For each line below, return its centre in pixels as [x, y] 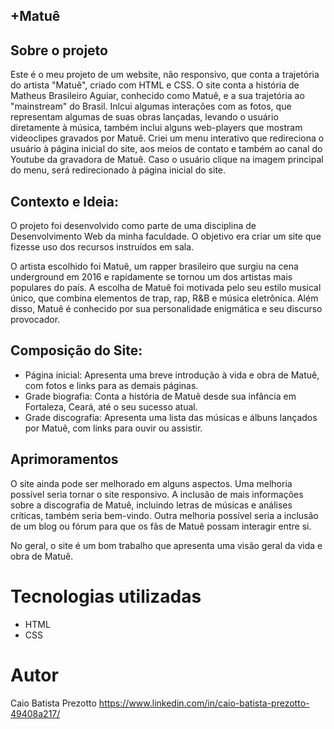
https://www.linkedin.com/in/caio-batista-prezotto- [204, 703]
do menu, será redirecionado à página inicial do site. [118, 170]
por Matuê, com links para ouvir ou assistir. [113, 428]
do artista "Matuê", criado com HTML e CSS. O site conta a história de [155, 85]
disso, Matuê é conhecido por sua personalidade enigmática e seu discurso [166, 309]
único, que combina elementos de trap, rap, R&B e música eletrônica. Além [164, 298]
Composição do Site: [76, 350]
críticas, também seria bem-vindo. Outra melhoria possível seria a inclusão [164, 515]
